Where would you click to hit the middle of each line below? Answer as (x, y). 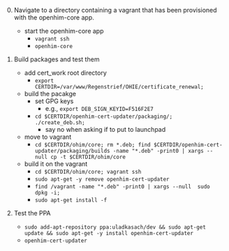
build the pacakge (50, 94)
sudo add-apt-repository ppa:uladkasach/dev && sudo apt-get (115, 227)
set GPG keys (54, 101)
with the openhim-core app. (54, 17)
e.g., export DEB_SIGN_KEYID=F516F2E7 (99, 108)
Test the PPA (32, 213)
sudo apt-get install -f (71, 200)
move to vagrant (48, 137)
